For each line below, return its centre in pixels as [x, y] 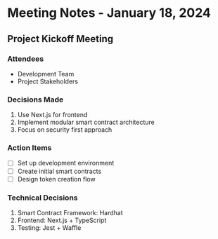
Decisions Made [36, 100]
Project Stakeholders [48, 81]
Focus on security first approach [65, 130]
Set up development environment [66, 163]
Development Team [46, 74]
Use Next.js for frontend [52, 115]
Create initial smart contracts [59, 171]
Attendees [26, 59]
